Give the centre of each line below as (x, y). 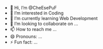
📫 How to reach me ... (33, 29)
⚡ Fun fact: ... (24, 42)
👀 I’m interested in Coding (37, 13)
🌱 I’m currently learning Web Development (54, 18)
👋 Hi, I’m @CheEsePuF (33, 8)
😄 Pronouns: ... (26, 36)
